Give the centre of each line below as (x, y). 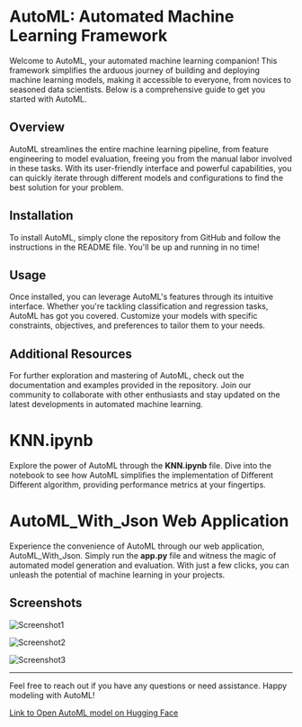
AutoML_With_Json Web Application (149, 521)
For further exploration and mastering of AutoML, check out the (127, 376)
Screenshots (46, 603)
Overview (37, 127)
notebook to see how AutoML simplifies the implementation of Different (142, 476)
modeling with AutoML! (52, 695)
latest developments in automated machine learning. (107, 404)
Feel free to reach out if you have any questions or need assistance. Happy (148, 686)
